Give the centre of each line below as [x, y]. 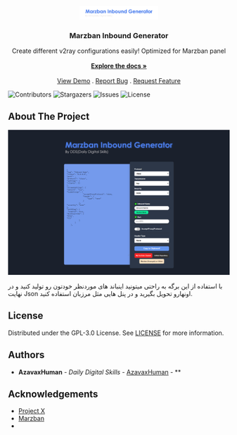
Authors [26, 355]
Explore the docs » [119, 66]
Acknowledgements [53, 394]
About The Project [49, 117]
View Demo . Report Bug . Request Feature [119, 80]
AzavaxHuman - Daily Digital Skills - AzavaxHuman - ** [100, 372]
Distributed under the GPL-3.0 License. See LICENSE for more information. [116, 333]
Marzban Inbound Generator [119, 35]
